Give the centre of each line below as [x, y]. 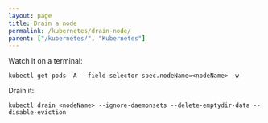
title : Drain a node [43, 23]
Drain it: [21, 91]
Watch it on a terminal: [45, 61]
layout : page [30, 16]
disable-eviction [37, 113]
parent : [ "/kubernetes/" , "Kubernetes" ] [77, 38]
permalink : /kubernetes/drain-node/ [70, 31]
